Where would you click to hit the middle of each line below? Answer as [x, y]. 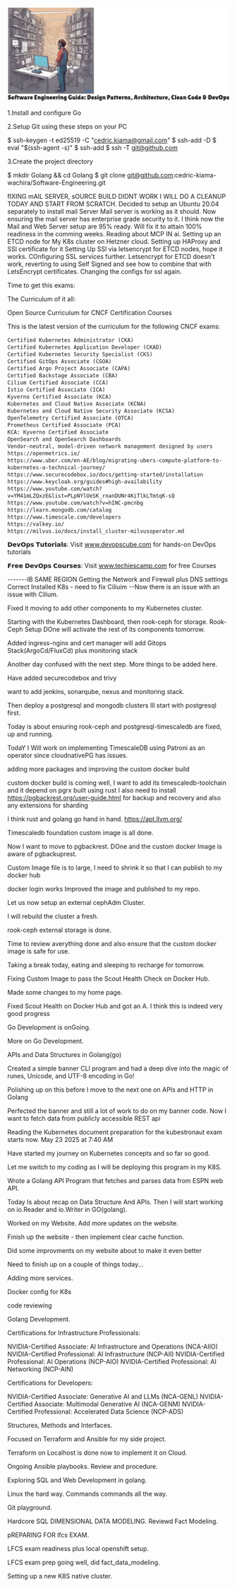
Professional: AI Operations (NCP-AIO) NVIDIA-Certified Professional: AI [112, 1362]
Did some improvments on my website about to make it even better [105, 1251]
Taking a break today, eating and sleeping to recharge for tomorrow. [106, 965]
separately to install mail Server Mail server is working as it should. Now [112, 212]
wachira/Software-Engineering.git [56, 183]
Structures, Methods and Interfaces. [60, 1426]
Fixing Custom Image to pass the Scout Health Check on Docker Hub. [109, 979]
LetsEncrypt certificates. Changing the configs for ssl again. [95, 272]
